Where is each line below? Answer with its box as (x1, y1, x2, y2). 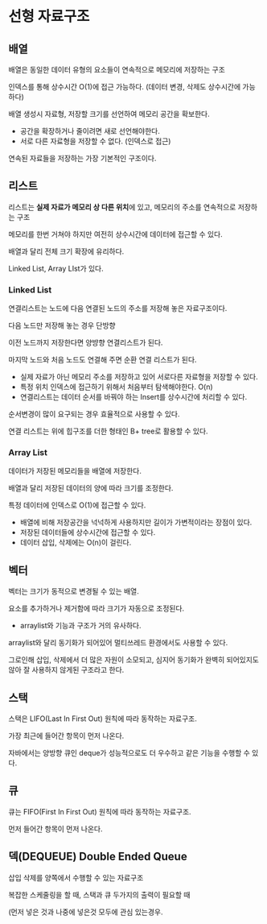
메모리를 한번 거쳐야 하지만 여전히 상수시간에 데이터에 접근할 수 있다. (8, 229, 223, 238)
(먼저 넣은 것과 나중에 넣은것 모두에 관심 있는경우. (8, 907, 163, 917)
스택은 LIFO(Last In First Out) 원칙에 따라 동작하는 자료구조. (8, 714, 197, 723)
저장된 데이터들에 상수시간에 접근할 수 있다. (19, 528, 156, 537)
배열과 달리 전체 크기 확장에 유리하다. (8, 247, 125, 256)
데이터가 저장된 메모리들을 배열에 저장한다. (8, 466, 142, 476)
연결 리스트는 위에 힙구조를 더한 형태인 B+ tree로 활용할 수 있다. (8, 426, 208, 436)
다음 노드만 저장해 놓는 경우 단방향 (8, 321, 116, 330)
